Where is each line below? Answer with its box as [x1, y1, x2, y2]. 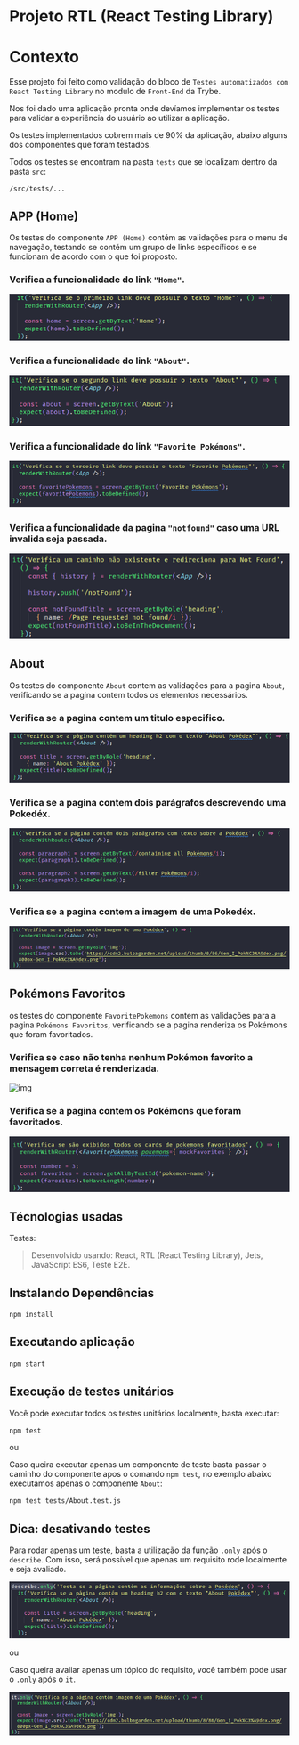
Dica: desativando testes [9, 1521, 150, 1537]
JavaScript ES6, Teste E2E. [30, 1260, 131, 1270]
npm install [9, 1311, 53, 1319]
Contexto [9, 47, 80, 68]
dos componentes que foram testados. [9, 140, 151, 150]
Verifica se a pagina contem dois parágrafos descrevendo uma [9, 796, 287, 808]
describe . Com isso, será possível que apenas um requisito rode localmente [9, 1554, 287, 1565]
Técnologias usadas [9, 1209, 123, 1224]
